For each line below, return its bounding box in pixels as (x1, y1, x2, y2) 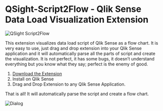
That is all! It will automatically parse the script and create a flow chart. (5, 91, 149, 97)
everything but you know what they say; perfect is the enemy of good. (5, 61, 148, 67)
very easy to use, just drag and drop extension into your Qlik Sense (5, 45, 142, 51)
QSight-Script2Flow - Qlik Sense (5, 3, 142, 15)
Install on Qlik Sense (12, 76, 54, 82)
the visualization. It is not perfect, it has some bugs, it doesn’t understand (5, 55, 155, 61)
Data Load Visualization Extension (5, 14, 149, 25)
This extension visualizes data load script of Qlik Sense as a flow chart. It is (5, 40, 159, 46)
